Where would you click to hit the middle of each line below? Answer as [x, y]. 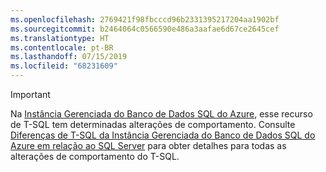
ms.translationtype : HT [60, 38]
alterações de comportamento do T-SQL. [95, 156]
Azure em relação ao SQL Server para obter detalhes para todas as [148, 145]
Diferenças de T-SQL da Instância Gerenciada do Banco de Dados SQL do [163, 135]
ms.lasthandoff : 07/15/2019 [69, 57]
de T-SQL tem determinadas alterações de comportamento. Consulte [153, 124]
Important [30, 94]
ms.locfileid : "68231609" [64, 66]
